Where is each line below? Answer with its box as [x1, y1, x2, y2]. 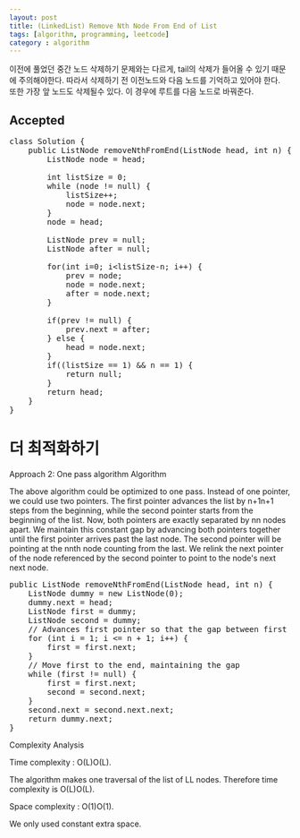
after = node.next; [65, 288, 151, 299]
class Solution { [9, 136, 85, 147]
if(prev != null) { [46, 315, 132, 326]
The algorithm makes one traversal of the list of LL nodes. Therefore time [9, 774, 279, 784]
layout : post [9, 13, 58, 22]
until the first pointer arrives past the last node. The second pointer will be [9, 534, 282, 544]
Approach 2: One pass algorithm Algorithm [9, 469, 167, 479]
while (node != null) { [46, 181, 151, 192]
